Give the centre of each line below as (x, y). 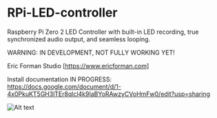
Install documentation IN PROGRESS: (60, 79)
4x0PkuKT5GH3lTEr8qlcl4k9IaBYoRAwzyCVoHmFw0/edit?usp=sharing (108, 94)
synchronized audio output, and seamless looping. (79, 39)
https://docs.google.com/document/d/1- (64, 86)
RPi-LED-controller (62, 13)
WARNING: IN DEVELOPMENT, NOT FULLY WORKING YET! (91, 52)
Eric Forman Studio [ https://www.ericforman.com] (78, 66)
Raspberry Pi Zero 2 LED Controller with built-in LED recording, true (103, 32)
